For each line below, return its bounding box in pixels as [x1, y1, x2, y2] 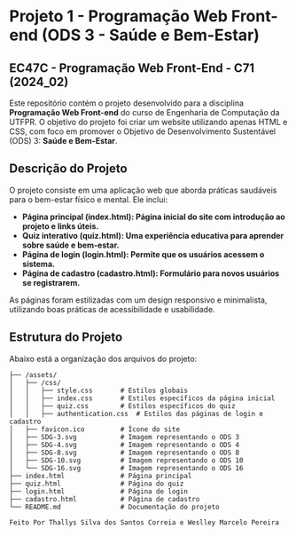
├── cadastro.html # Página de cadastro [9, 494, 200, 503]
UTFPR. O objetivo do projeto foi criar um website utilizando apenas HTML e [9, 117, 288, 127]
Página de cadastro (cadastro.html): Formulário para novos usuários [21, 268, 280, 279]
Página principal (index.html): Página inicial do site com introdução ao [21, 211, 285, 222]
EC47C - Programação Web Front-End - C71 [9, 60, 255, 75]
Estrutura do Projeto [9, 330, 123, 345]
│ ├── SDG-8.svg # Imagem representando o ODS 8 [9, 448, 240, 457]
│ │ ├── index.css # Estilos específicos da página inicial [9, 393, 276, 403]
